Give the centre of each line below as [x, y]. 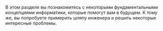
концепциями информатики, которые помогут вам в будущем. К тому [81, 12]
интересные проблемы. [31, 23]
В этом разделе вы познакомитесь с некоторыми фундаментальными [81, 7]
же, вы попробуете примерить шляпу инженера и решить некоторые [81, 18]
